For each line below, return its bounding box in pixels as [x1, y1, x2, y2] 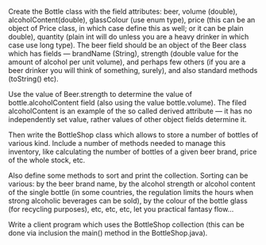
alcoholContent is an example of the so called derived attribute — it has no [8, 106, 253, 116]
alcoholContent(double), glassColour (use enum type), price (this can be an [8, 15, 256, 25]
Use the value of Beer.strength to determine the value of [8, 90, 193, 98]
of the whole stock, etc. [8, 155, 86, 165]
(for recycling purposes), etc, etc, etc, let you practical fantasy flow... [8, 205, 234, 213]
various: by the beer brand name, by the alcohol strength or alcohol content [8, 179, 256, 189]
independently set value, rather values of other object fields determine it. [8, 115, 248, 124]
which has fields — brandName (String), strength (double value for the [8, 49, 239, 58]
